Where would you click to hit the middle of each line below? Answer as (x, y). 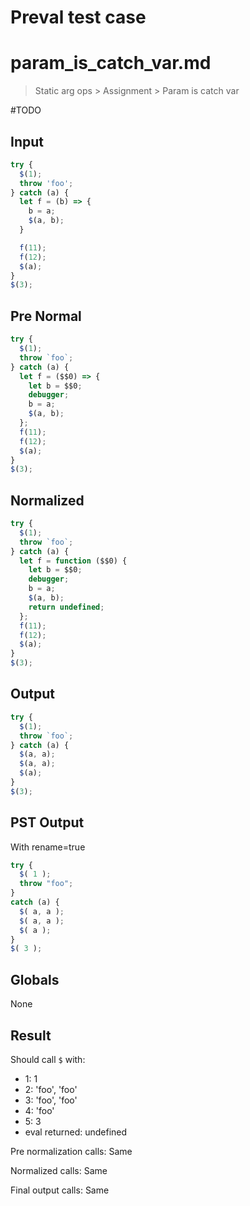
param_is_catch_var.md (111, 63)
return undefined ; (66, 607)
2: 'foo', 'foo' (51, 1089)
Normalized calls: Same (59, 1170)
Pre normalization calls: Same (71, 1151)
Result (31, 1035)
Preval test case (78, 17)
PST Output (47, 822)
